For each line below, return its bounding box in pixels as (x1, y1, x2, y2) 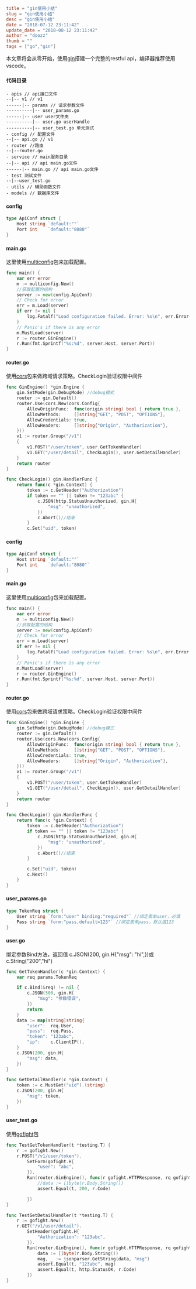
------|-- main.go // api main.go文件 (6, 167, 99, 173)
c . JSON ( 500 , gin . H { (27, 990, 75, 996)
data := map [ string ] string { (16, 1017, 85, 1023)
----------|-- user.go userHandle (6, 119, 90, 125)
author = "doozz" (6, 33, 48, 39)
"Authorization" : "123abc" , (37, 1234, 106, 1240)
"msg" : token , (27, 1093, 61, 1099)
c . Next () (27, 872, 48, 877)
